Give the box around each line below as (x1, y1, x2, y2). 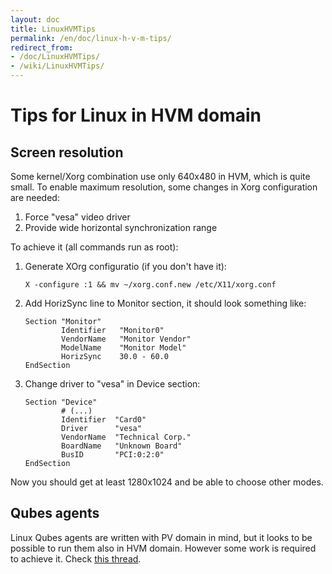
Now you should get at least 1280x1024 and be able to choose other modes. (10, 476, 324, 488)
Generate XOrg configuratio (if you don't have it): (24, 261, 227, 272)
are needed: (10, 192, 60, 203)
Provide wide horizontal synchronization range (24, 222, 218, 233)
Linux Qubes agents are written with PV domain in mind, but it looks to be (10, 531, 313, 543)
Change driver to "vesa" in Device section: (24, 378, 201, 390)
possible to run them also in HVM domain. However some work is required (10, 542, 317, 554)
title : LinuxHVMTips (10, 24, 97, 34)
